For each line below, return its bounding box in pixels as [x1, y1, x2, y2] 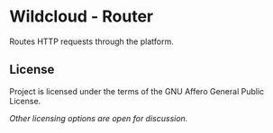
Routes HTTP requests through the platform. [9, 36, 174, 47]
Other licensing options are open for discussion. [9, 112, 188, 123]
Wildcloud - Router [9, 6, 154, 27]
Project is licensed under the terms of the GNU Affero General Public [9, 85, 265, 96]
